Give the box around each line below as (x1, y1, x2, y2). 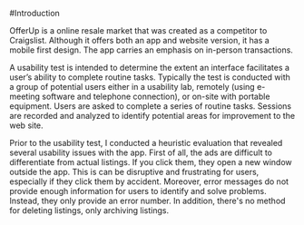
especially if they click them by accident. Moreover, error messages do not (9, 176, 289, 187)
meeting (9, 91, 41, 102)
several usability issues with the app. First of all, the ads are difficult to (9, 147, 273, 158)
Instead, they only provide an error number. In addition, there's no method (9, 195, 286, 206)
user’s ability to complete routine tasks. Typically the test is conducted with (9, 72, 290, 83)
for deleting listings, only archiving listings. (9, 205, 170, 216)
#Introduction (9, 8, 61, 18)
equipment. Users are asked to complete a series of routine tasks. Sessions (9, 101, 292, 112)
